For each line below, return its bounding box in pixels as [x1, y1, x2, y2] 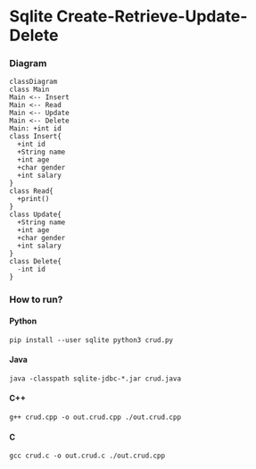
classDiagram [9, 78, 58, 87]
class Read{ [9, 187, 54, 196]
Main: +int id [9, 124, 62, 133]
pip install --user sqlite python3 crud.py [9, 335, 174, 345]
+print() [17, 195, 50, 204]
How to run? [9, 293, 63, 306]
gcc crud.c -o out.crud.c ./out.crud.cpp [9, 451, 166, 461]
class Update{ [9, 210, 62, 220]
